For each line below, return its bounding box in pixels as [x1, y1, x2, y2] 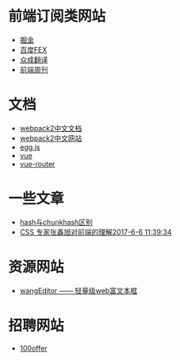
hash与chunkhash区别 [19, 217, 93, 226]
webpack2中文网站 [19, 133, 82, 143]
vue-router [19, 159, 56, 168]
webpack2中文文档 [19, 123, 82, 133]
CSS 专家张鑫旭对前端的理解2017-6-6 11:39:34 [19, 227, 172, 237]
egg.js [19, 142, 40, 152]
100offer [19, 343, 48, 353]
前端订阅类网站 [8, 7, 106, 25]
